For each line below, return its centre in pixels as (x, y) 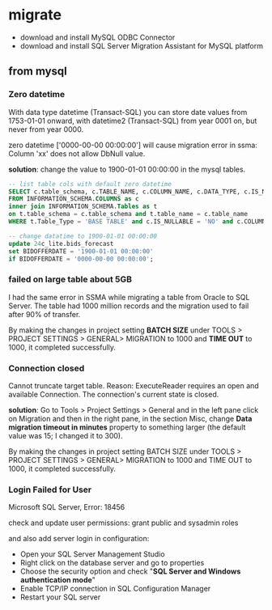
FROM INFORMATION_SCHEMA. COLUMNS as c (74, 199)
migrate (35, 15)
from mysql (38, 72)
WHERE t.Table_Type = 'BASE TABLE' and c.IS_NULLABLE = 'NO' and (121, 222)
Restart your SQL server (60, 597)
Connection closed (47, 368)
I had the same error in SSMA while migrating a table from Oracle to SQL (129, 297)
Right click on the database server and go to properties (112, 563)
